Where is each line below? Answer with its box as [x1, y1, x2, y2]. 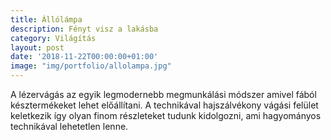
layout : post [10, 42, 65, 53]
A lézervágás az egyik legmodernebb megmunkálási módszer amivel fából [10, 89, 317, 100]
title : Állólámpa [10, 14, 83, 25]
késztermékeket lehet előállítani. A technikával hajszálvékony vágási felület [10, 99, 319, 111]
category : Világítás [10, 33, 97, 43]
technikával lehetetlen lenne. [10, 121, 129, 132]
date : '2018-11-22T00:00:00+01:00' [10, 52, 159, 62]
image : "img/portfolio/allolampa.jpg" [10, 61, 172, 71]
